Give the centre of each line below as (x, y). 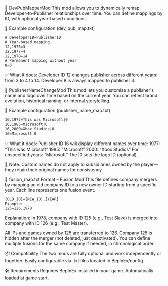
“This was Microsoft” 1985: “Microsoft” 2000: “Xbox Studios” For (72, 149)
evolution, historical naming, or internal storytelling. (58, 101)
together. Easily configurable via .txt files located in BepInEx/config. (75, 261)
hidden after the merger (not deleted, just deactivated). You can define (78, 238)
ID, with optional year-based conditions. (46, 18)
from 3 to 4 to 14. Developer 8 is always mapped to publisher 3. (70, 81)
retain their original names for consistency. (59, 169)
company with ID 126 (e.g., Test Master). (47, 223)
